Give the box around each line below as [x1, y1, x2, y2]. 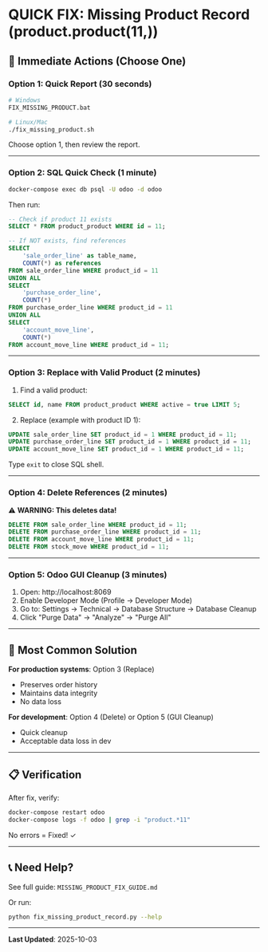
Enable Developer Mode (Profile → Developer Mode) [19, 596, 193, 605]
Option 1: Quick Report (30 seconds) [8, 78, 152, 89]
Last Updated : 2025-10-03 [8, 934, 97, 944]
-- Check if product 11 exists [8, 215, 112, 223]
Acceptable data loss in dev [19, 736, 112, 746]
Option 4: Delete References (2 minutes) [8, 487, 167, 498]
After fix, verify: [8, 793, 60, 802]
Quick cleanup [19, 728, 68, 738]
